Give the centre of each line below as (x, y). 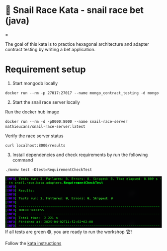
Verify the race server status (34, 136)
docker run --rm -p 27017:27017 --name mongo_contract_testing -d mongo (82, 93)
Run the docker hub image (32, 112)
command (23, 160)
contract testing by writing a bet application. (50, 49)
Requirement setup (45, 70)
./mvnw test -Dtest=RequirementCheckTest (49, 169)
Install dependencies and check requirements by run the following (80, 155)
